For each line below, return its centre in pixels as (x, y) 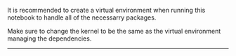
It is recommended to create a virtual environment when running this (106, 10)
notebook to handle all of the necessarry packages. (82, 17)
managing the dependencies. (50, 38)
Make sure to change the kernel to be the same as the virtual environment (114, 31)
